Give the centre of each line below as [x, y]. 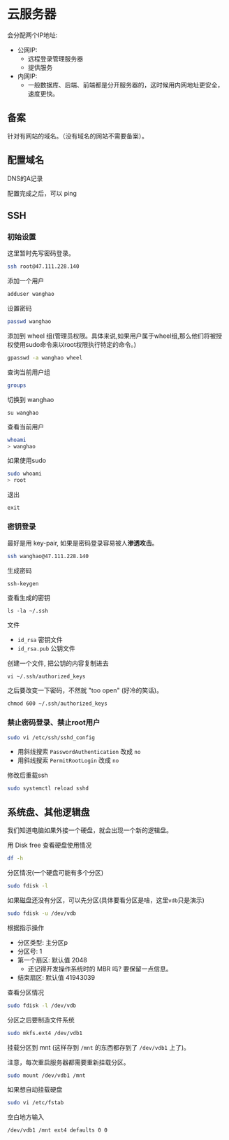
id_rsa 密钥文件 [40, 640]
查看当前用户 [25, 427]
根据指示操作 [25, 927]
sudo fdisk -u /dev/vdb [42, 913]
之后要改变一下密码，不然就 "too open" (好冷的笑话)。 [85, 690]
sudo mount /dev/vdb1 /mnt [46, 1075]
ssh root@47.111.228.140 [43, 266]
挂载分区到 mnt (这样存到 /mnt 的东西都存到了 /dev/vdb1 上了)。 [99, 1047]
